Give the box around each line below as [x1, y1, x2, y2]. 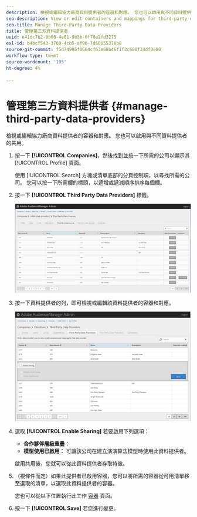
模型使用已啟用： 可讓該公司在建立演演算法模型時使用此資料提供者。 [23, 447, 189, 454]
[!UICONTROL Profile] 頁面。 [14, 159, 84, 167]
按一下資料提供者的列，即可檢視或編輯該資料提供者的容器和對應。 [14, 299, 174, 306]
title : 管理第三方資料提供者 [6, 28, 69, 34]
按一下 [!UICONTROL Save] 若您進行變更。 [14, 505, 119, 512]
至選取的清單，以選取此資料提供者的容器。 [14, 479, 118, 486]
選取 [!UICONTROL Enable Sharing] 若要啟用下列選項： [14, 427, 150, 434]
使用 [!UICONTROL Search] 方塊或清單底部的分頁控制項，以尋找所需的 [14, 172, 185, 179]
